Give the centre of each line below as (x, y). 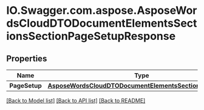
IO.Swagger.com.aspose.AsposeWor (102, 11)
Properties (27, 58)
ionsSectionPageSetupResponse (91, 36)
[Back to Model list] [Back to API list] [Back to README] (76, 101)
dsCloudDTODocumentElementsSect (102, 23)
